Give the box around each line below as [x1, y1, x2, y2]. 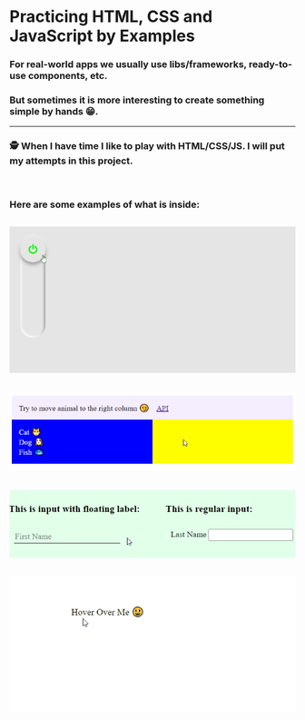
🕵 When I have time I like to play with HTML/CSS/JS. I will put [9, 140, 286, 153]
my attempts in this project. [9, 154, 133, 167]
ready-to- [248, 58, 293, 71]
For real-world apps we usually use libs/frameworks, [9, 58, 247, 71]
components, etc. [27, 70, 108, 83]
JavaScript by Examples [9, 25, 195, 46]
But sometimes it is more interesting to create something [9, 94, 265, 106]
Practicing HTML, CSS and [9, 6, 213, 27]
